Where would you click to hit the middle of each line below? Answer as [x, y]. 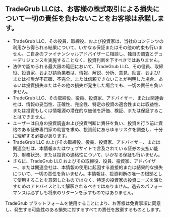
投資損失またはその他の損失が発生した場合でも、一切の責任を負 [92, 85]
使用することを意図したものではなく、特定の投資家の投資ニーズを [86, 180]
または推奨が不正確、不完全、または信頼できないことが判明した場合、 [86, 79]
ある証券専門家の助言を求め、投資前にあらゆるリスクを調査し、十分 [92, 129]
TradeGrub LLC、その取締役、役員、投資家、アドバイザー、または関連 [86, 98]
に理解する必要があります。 [41, 136]
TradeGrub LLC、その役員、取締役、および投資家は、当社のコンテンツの [88, 41]
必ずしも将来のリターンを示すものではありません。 [83, 192]
